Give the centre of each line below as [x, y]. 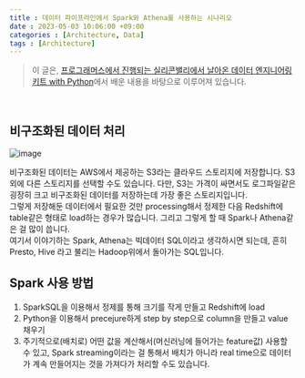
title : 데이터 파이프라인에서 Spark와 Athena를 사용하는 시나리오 [121, 18]
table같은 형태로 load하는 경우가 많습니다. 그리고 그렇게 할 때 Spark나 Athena [148, 218]
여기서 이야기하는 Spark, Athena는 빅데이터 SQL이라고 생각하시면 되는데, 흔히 [148, 240]
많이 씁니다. [50, 230]
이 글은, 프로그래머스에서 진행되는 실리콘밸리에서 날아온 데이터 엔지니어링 [162, 70]
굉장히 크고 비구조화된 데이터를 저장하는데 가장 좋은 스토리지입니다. [128, 195]
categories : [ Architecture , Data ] [77, 35]
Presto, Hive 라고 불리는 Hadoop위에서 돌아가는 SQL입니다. [117, 252]
